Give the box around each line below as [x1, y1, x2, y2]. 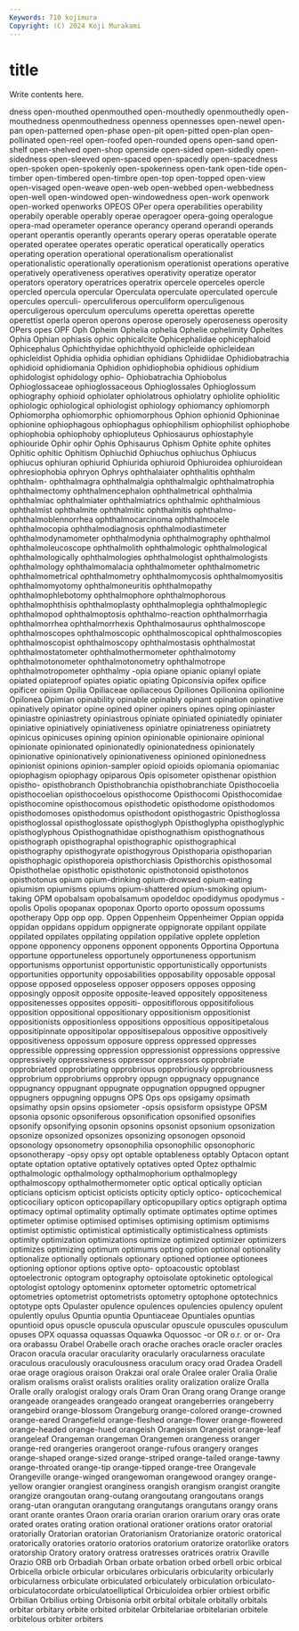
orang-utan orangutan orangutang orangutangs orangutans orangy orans [9, 1500, 279, 1511]
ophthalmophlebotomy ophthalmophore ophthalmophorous [9, 590, 226, 600]
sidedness [9, 153, 47, 165]
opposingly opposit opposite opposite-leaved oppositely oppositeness [9, 988, 268, 999]
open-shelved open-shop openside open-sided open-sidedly [29, 145, 255, 155]
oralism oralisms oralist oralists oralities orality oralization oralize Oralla [9, 1377, 270, 1387]
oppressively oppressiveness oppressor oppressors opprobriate [9, 1055, 245, 1065]
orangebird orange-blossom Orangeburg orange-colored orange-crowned [9, 1405, 282, 1416]
